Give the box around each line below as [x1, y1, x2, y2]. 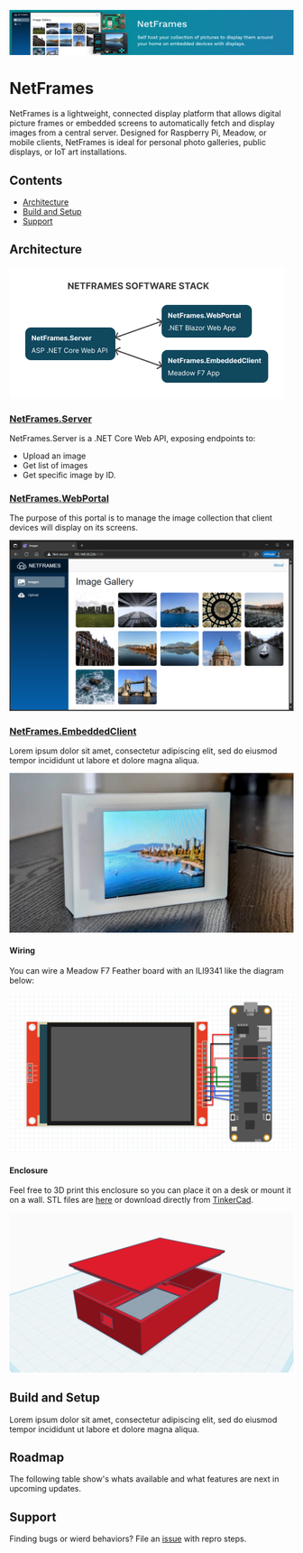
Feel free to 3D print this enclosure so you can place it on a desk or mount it [9, 1185, 291, 1196]
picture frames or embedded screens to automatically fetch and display [9, 118, 275, 129]
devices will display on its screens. [9, 522, 138, 533]
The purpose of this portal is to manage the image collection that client [9, 513, 273, 523]
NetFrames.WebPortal [9, 493, 110, 504]
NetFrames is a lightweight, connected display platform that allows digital [9, 108, 281, 119]
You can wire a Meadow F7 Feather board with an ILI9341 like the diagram [9, 965, 284, 975]
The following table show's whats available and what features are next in [9, 1474, 280, 1484]
